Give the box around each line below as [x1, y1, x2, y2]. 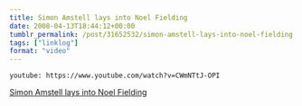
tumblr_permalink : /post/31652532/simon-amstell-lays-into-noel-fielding [9, 30, 294, 39]
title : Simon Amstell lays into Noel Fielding [9, 13, 188, 22]
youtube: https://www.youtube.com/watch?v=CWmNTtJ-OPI [9, 71, 221, 81]
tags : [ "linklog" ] [9, 38, 79, 48]
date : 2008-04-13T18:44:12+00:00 [9, 22, 136, 31]
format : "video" [9, 47, 71, 56]
